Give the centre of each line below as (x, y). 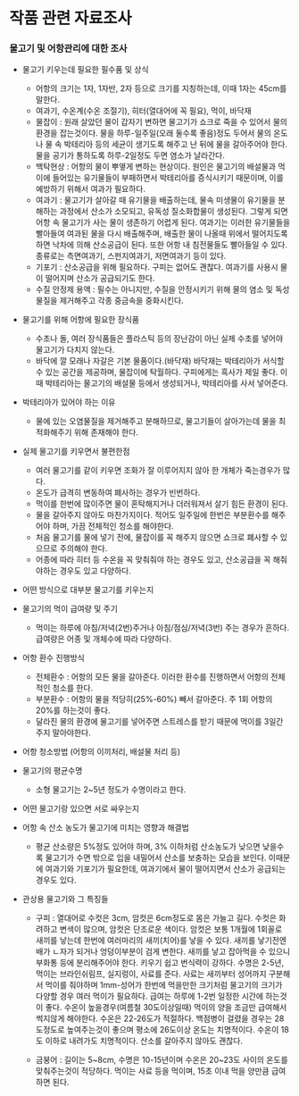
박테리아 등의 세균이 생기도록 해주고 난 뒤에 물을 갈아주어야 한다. (176, 145)
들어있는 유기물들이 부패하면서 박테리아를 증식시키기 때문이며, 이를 (168, 178)
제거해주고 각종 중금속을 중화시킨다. (122, 301)
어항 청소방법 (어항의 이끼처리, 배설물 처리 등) (101, 752)
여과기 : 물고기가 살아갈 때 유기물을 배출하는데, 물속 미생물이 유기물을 (156, 200)
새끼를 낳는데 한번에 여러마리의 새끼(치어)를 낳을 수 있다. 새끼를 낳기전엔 (161, 941)
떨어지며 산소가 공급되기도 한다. (100, 279)
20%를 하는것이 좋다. (73, 710)
